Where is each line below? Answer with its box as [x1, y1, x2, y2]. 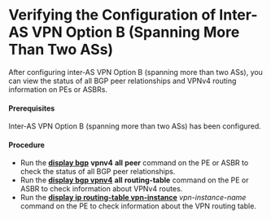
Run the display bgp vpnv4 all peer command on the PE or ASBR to [20, 158, 249, 168]
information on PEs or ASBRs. [8, 84, 108, 94]
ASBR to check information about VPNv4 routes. [20, 184, 183, 194]
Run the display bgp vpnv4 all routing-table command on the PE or [20, 175, 249, 185]
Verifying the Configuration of [8, 6, 216, 24]
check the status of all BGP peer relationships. [20, 167, 176, 177]
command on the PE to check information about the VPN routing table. [20, 201, 256, 211]
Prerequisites [8, 103, 55, 113]
